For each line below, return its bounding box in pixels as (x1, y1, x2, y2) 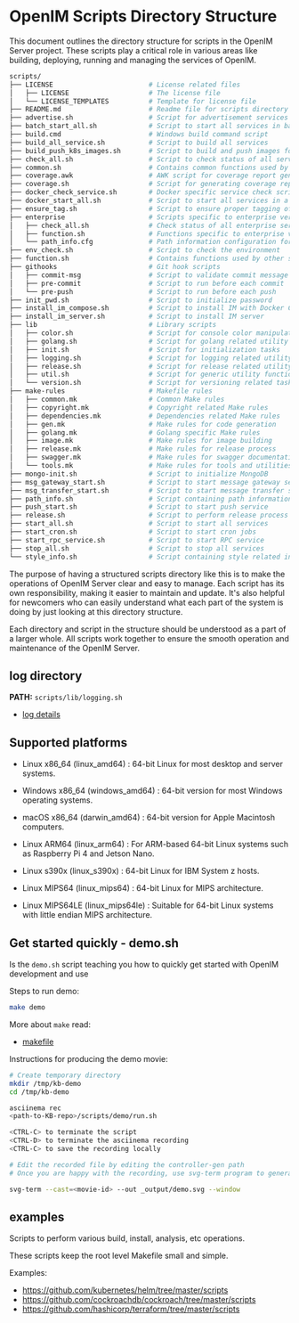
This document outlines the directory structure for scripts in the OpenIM (9, 36, 273, 46)
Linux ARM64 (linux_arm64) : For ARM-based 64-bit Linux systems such (21, 839, 289, 850)
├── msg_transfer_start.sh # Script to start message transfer (9, 486, 285, 495)
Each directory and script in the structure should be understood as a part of (9, 624, 287, 634)
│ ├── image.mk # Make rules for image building (9, 437, 273, 445)
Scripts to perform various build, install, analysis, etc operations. (9, 1233, 246, 1244)
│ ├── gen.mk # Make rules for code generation (9, 420, 277, 429)
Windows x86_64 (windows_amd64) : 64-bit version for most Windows (21, 786, 283, 796)
